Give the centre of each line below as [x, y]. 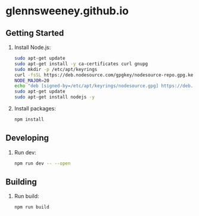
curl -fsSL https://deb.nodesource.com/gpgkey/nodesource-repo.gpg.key [105, 75]
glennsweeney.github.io [67, 11]
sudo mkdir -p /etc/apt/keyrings [56, 69]
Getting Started [35, 33]
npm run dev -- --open [42, 163]
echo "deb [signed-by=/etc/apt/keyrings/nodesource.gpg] [86, 86]
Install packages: [35, 108]
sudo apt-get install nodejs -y [54, 97]
